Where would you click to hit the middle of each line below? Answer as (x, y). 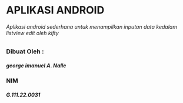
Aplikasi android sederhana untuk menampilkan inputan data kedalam (92, 26)
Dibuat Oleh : (25, 51)
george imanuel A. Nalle (36, 66)
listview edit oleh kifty (32, 33)
